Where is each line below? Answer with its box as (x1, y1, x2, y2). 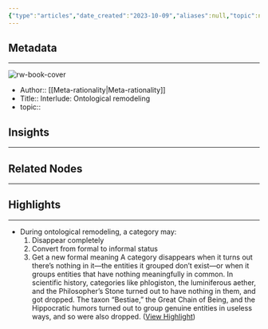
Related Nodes (8, 161, 83, 176)
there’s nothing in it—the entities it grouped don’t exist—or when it (31, 260, 250, 270)
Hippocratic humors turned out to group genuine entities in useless (31, 303, 253, 312)
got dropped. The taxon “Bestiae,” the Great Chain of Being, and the (31, 295, 255, 304)
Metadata (8, 42, 57, 55)
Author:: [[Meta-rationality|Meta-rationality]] (19, 85, 166, 95)
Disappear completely (31, 235, 104, 244)
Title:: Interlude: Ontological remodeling (19, 93, 150, 104)
